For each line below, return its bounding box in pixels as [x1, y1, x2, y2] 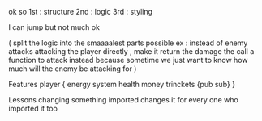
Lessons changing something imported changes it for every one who [8, 95, 239, 104]
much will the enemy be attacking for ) [8, 64, 137, 73]
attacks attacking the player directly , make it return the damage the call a [8, 47, 255, 56]
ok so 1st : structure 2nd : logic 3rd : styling [8, 7, 152, 16]
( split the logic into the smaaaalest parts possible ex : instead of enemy [8, 38, 248, 48]
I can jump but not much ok [8, 23, 100, 31]
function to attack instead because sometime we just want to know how [8, 56, 248, 65]
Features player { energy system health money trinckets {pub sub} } [8, 80, 235, 89]
